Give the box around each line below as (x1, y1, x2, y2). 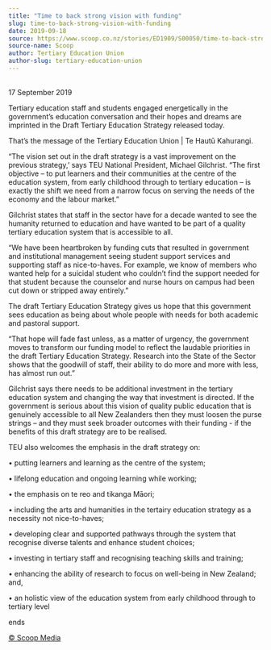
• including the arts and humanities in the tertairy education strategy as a (8, 505, 252, 515)
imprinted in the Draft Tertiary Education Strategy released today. (8, 120, 225, 130)
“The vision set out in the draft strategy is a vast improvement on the (8, 151, 236, 161)
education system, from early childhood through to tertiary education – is (8, 177, 252, 186)
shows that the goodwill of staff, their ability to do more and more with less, (8, 360, 259, 369)
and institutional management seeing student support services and (8, 251, 231, 260)
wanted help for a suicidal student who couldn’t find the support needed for (8, 268, 261, 278)
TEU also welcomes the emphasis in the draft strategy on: (8, 442, 201, 452)
